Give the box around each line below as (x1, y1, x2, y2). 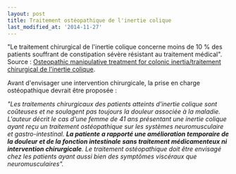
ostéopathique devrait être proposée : (7, 86, 118, 95)
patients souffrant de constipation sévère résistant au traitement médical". (7, 50, 223, 58)
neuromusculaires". (7, 160, 64, 168)
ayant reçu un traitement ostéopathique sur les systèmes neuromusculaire (7, 123, 224, 131)
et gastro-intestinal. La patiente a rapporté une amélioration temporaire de (7, 130, 230, 138)
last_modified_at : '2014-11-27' (7, 23, 102, 30)
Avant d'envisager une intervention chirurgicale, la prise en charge (7, 79, 201, 87)
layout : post (7, 10, 46, 18)
